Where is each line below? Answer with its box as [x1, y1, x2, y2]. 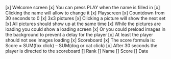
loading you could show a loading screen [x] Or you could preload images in [5, 26, 166, 32]
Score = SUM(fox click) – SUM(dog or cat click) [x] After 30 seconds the [5, 43, 158, 48]
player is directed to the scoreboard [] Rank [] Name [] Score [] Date [5, 48, 149, 54]
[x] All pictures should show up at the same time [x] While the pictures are [5, 21, 161, 27]
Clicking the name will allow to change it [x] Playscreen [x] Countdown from [5, 10, 165, 16]
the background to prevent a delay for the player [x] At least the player [5, 32, 153, 37]
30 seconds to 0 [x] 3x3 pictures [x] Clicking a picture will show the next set [5, 15, 166, 21]
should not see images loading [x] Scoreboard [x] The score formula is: [5, 37, 156, 43]
